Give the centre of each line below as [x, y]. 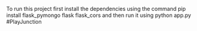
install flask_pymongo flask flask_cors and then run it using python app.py [99, 15]
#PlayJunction [24, 22]
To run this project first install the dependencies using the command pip [96, 9]
